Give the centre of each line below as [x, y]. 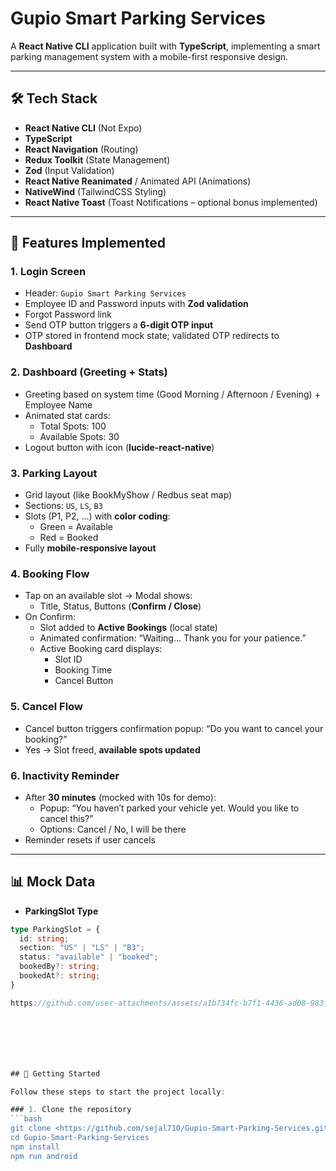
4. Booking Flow [50, 574]
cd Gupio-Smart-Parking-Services [80, 1138]
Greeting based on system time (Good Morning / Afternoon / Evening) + [172, 394]
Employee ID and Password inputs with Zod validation [136, 304]
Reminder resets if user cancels [90, 839]
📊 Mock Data [53, 882]
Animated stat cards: [67, 415]
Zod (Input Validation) [69, 170]
